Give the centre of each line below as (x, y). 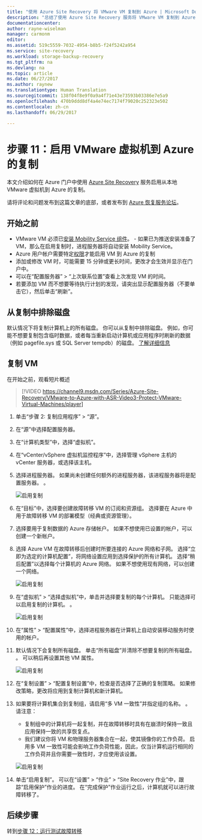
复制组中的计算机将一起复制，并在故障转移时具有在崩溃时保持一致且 (108, 724)
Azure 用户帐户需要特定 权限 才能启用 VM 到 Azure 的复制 (85, 254)
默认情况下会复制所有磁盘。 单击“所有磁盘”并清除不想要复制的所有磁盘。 (105, 650)
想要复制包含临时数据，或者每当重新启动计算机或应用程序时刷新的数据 (104, 335)
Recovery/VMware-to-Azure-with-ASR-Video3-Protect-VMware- (102, 397)
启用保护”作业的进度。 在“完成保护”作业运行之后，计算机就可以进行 (106, 787)
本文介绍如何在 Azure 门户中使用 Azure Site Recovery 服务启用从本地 (92, 182)
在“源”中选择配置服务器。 (47, 429)
